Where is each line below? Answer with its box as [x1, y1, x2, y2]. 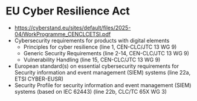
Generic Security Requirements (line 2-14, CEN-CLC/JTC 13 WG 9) [23, 49, 190, 57]
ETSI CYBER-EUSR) [14, 75, 64, 82]
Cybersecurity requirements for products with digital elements [14, 37, 170, 44]
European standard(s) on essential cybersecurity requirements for [14, 62, 179, 70]
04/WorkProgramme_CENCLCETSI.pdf [14, 30, 111, 37]
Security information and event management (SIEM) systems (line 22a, [14, 69, 191, 76]
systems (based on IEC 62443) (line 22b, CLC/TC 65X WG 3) [14, 88, 167, 95]
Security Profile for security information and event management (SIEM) [14, 81, 192, 88]
